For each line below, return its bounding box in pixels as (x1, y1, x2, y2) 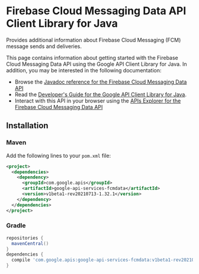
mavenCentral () (11, 240, 49, 247)
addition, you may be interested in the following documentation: (6, 66, 162, 74)
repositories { (6, 235, 44, 241)
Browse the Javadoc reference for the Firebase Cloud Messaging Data (14, 78, 187, 85)
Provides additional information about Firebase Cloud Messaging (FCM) (6, 36, 181, 43)
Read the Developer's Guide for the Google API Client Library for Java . (14, 91, 187, 98)
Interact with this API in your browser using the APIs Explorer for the (14, 97, 181, 104)
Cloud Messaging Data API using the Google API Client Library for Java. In (6, 60, 188, 68)
